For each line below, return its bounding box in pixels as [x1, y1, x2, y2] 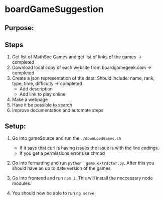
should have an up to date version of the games [12, 165, 111, 171]
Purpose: [5, 24, 34, 32]
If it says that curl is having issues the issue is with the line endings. [19, 145, 159, 151]
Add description [19, 86, 53, 92]
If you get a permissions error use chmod [19, 150, 105, 156]
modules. [12, 180, 32, 186]
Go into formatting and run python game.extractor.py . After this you [12, 160, 154, 166]
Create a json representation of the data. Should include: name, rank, [12, 75, 155, 81]
